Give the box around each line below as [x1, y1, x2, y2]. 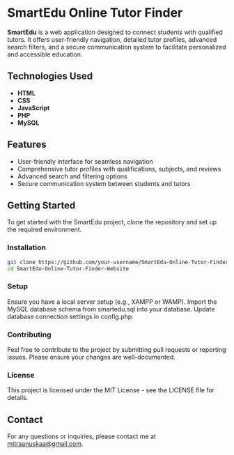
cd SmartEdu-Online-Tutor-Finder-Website [7, 265, 130, 272]
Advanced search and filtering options [17, 172, 127, 180]
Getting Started [7, 199, 76, 211]
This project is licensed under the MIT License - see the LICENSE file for [7, 386, 214, 394]
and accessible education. [7, 50, 83, 59]
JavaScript [17, 103, 50, 112]
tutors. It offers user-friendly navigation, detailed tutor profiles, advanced [7, 35, 217, 43]
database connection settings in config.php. [7, 312, 134, 321]
